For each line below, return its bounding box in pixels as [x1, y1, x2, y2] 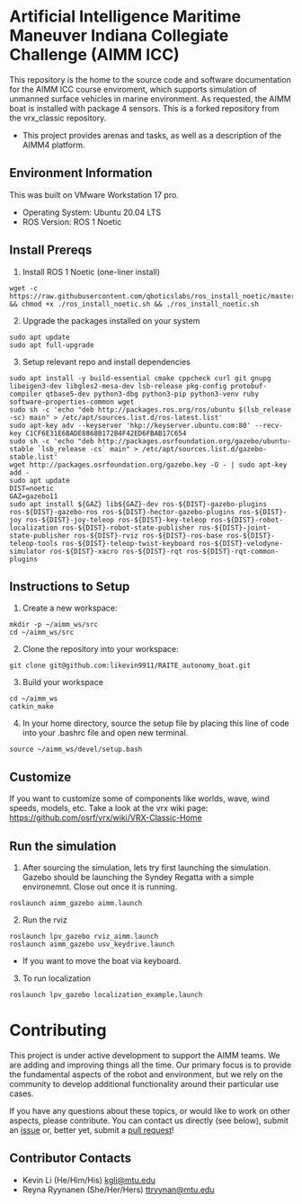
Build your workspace [22, 677, 103, 688]
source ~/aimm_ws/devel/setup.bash [9, 745, 143, 754]
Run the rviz [22, 914, 67, 925]
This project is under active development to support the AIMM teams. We [9, 1049, 280, 1060]
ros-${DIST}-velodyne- [198, 539, 283, 548]
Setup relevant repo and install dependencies [22, 356, 191, 367]
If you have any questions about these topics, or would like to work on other [9, 1105, 290, 1116]
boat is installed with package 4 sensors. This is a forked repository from [9, 103, 280, 113]
